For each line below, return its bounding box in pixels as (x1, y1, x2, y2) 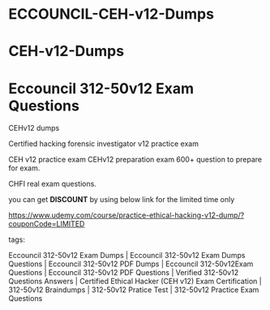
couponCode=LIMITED (8, 219, 85, 229)
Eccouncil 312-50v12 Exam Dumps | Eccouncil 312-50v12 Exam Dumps (8, 251, 246, 260)
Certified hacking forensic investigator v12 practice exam (8, 139, 199, 149)
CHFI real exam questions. (8, 179, 97, 189)
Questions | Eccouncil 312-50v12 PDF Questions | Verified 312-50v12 (8, 268, 239, 278)
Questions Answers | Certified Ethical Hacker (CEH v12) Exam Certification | (8, 277, 262, 286)
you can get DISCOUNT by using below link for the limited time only (8, 195, 235, 205)
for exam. (8, 163, 41, 173)
